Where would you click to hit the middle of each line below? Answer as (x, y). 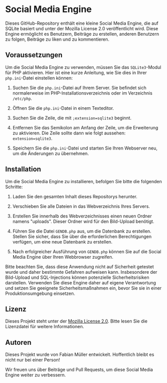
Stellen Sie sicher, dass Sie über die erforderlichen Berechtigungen (82, 236)
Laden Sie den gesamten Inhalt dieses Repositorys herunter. (75, 196)
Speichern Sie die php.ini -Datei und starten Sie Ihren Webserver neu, (85, 148)
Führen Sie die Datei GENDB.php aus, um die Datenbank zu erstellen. (82, 231)
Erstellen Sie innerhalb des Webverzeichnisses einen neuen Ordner (82, 216)
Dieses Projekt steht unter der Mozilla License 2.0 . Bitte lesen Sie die (76, 321)
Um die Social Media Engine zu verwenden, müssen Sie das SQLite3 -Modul (83, 67)
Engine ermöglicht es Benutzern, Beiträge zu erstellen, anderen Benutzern (82, 34)
